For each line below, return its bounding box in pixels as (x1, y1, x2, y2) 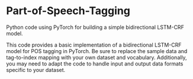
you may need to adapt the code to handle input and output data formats (6, 60, 184, 67)
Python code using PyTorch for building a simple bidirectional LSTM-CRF (6, 24, 185, 31)
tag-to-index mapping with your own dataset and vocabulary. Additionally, (6, 54, 188, 61)
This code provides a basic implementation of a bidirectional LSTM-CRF (6, 41, 182, 48)
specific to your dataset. (6, 66, 66, 73)
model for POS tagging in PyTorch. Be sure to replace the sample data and (6, 47, 188, 54)
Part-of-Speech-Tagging (6, 4, 130, 18)
